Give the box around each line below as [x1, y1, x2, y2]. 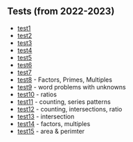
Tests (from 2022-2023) [7, 6, 115, 17]
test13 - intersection [17, 112, 75, 121]
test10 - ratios [17, 90, 57, 98]
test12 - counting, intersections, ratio [17, 105, 123, 113]
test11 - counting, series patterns [17, 97, 111, 106]
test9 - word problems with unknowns [17, 82, 126, 91]
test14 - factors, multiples [17, 119, 91, 127]
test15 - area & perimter [17, 127, 85, 135]
